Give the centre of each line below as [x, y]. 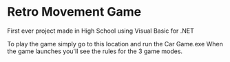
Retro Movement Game [74, 12]
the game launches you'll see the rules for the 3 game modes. [95, 51]
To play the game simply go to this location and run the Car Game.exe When [115, 44]
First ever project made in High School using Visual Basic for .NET [101, 31]
